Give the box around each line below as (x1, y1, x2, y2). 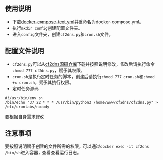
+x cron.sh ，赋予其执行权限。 (12, 80, 74, 85)
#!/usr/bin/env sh (5, 95, 43, 100)
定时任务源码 (12, 85, 39, 91)
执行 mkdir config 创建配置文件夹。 (12, 25, 82, 31)
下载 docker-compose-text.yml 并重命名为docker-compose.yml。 (12, 19, 144, 25)
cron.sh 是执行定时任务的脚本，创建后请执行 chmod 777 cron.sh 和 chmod (12, 73, 155, 79)
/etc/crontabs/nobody (5, 104, 50, 109)
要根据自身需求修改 (5, 113, 44, 120)
